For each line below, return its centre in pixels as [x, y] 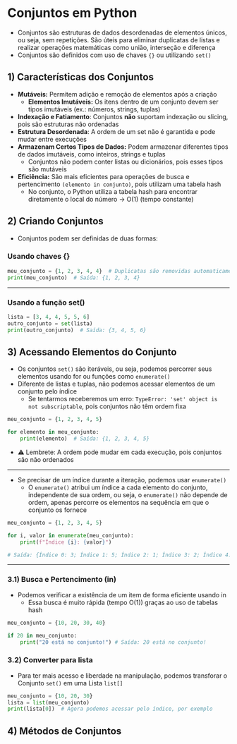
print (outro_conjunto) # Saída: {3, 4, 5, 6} [77, 330]
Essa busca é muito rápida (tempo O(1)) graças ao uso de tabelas [123, 602]
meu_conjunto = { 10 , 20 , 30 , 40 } [56, 623]
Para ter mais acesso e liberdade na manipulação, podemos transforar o [122, 676]
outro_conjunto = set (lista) [50, 323]
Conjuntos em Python [72, 13]
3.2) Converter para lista [50, 660]
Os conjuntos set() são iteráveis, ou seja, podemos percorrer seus [115, 369]
